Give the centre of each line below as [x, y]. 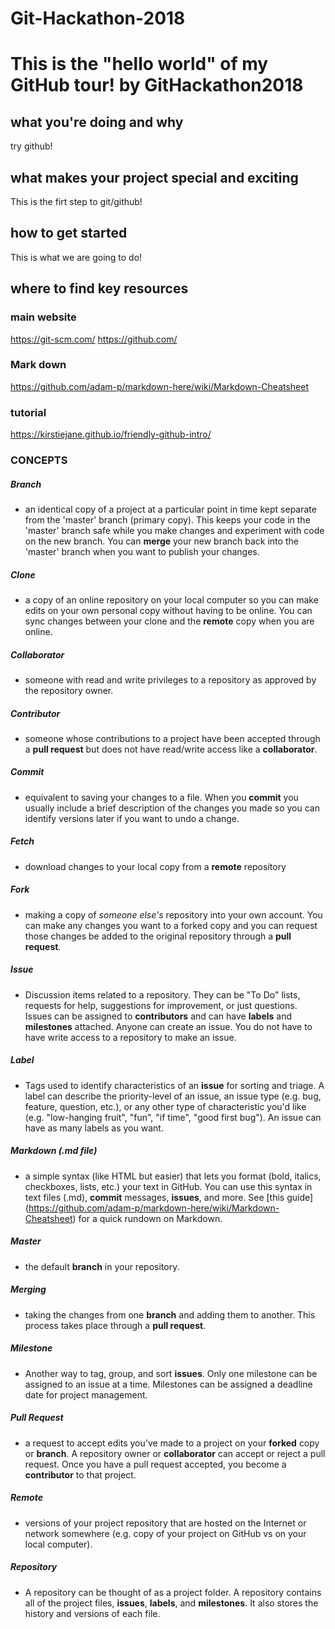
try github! [31, 146]
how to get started [69, 233]
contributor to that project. [80, 1474]
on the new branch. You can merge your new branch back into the [161, 541]
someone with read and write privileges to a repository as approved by [170, 679]
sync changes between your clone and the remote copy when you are [169, 621]
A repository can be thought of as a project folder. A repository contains [173, 1592]
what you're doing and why [97, 122]
